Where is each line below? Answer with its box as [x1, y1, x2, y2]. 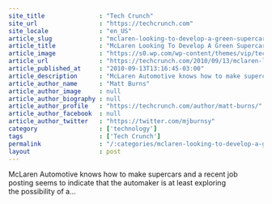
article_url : [8, 57, 104, 66]
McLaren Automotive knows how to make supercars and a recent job [8, 169, 238, 179]
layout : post [8, 147, 121, 155]
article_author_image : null [8, 87, 121, 96]
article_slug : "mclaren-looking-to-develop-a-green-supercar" [8, 34, 270, 43]
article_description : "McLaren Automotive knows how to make [8, 72, 241, 80]
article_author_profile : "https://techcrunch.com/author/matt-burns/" [8, 102, 263, 110]
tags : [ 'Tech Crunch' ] [8, 132, 161, 140]
